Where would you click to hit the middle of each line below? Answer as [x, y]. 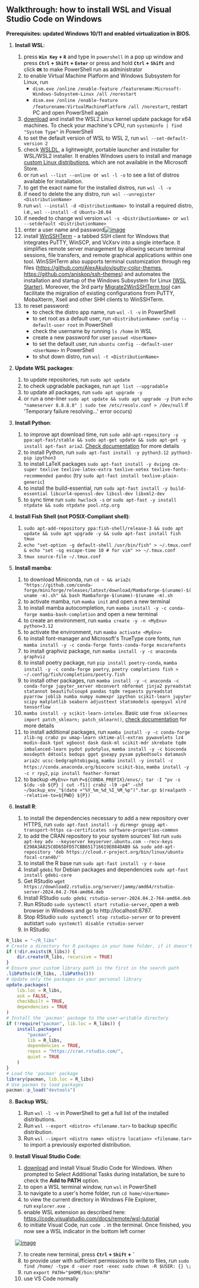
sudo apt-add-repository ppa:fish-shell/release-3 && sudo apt [104, 528]
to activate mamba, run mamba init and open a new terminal [97, 601]
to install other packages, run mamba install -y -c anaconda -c [101, 680]
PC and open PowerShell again [70, 112]
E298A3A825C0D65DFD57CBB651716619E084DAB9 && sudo [88, 847]
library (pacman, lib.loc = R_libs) [50, 1079]
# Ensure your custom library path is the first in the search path [93, 968]
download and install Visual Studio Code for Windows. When [98, 1168]
